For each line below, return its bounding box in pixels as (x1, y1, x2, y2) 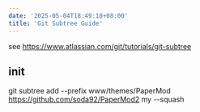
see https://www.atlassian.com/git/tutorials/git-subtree (8, 41, 192, 51)
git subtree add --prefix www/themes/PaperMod (8, 86, 172, 96)
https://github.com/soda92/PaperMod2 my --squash (8, 94, 185, 105)
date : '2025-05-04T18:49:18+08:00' (8, 11, 129, 20)
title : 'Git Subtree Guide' (8, 19, 104, 27)
